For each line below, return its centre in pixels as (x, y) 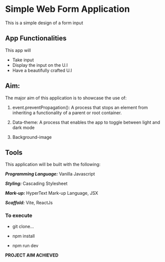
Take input (23, 60)
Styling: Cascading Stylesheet (36, 183)
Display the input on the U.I (40, 65)
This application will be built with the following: (53, 165)
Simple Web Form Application (68, 9)
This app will (18, 50)
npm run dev (25, 245)
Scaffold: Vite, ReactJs (29, 203)
